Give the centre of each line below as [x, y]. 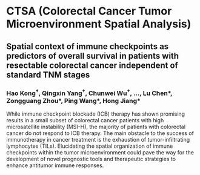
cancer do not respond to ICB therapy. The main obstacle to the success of [100, 133]
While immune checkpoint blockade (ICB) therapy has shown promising [96, 114]
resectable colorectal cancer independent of [92, 65]
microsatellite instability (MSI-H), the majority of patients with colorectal [96, 127]
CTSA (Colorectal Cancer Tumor [89, 11]
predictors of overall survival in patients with [93, 56]
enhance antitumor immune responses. [55, 165]
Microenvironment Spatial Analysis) [99, 24]
